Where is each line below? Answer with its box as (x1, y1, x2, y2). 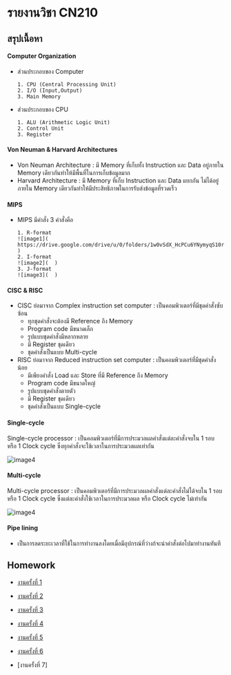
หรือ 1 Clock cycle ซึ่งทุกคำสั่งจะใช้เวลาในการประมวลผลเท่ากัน (7, 441, 155, 450)
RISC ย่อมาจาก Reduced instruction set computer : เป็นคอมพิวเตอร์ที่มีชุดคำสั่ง (17, 356, 217, 364)
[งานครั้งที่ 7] (17, 661, 48, 669)
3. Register (17, 131, 52, 138)
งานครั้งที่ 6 (17, 647, 43, 655)
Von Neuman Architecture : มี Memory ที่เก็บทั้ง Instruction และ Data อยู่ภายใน (17, 161, 224, 169)
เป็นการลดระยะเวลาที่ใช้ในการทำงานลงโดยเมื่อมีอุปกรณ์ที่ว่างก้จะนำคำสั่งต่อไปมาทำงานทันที (17, 539, 221, 547)
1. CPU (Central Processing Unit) (17, 81, 117, 88)
